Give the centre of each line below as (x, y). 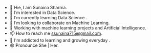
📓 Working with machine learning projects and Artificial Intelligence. (78, 28)
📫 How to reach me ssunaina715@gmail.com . (56, 33)
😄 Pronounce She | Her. (34, 45)
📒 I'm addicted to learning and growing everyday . (60, 40)
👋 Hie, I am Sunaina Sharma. (38, 7)
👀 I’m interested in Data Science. (43, 13)
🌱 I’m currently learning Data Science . (48, 18)
